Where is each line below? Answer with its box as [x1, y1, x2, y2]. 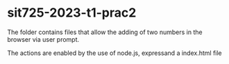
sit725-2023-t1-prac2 [7, 5, 137, 21]
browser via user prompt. [7, 35, 80, 43]
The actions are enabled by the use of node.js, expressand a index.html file [7, 49, 222, 57]
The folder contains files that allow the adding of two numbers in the [7, 28, 203, 36]
